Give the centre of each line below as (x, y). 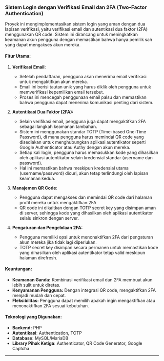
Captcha (21, 348)
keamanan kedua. (37, 178)
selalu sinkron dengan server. (49, 218)
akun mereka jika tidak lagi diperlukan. (58, 242)
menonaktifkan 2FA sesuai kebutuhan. (51, 306)
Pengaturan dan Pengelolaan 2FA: (47, 227)
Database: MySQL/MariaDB (40, 338)
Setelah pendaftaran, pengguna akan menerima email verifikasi (83, 76)
